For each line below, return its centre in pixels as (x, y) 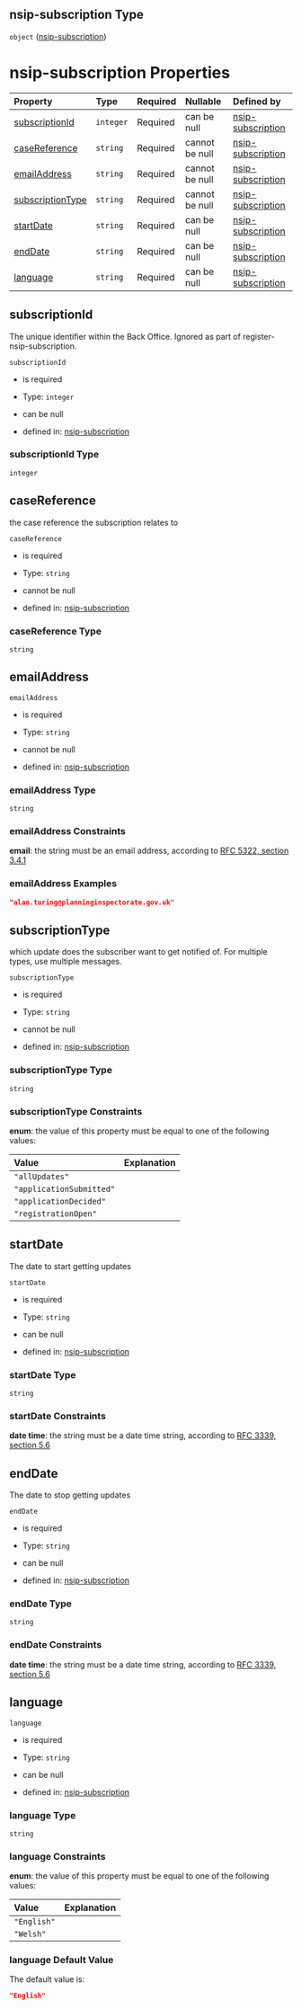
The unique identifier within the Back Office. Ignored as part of (125, 336)
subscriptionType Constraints (76, 1111)
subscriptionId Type (54, 455)
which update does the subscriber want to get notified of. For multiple (138, 952)
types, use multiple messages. (66, 962)
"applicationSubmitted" (65, 1189)
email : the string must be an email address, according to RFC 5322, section (149, 851)
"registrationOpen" (55, 1213)
